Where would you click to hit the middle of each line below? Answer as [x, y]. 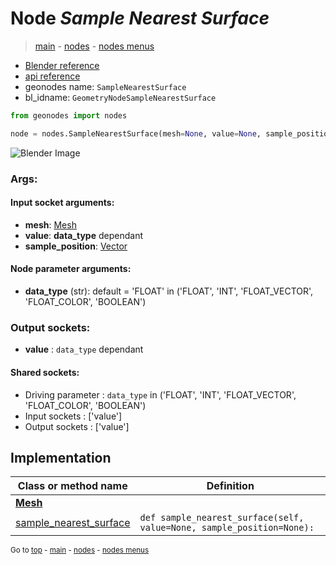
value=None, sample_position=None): [227, 528]
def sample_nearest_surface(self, [222, 518]
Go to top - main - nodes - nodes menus [80, 550]
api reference [52, 76]
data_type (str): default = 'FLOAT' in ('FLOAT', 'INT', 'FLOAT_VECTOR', [169, 291]
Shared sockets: [45, 372]
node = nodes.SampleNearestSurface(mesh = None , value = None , [136, 133]
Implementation [61, 457]
